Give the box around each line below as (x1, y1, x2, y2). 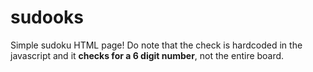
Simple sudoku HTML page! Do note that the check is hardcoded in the (10, 39, 303, 51)
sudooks (10, 6, 85, 29)
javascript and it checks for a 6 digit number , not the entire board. (10, 49, 285, 61)
